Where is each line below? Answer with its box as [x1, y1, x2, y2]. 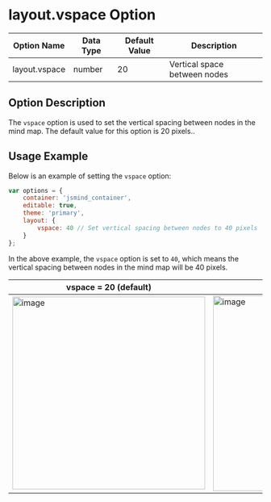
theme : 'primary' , [23, 209, 85, 217]
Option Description [8, 96, 106, 110]
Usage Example [8, 149, 89, 163]
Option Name [13, 40, 65, 51]
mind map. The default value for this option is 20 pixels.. [8, 126, 195, 136]
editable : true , [23, 202, 78, 210]
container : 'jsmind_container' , [23, 194, 131, 203]
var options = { [8, 186, 63, 195]
